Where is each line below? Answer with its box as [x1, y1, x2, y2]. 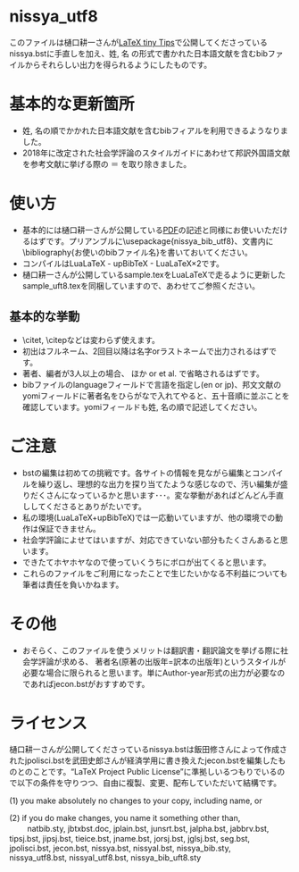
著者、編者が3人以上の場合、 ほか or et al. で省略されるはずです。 [21, 368, 265, 379]
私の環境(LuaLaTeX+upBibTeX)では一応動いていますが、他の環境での [21, 512, 276, 523]
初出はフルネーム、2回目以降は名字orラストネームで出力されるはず [21, 346, 270, 356]
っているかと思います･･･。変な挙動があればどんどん [77, 490, 269, 500]
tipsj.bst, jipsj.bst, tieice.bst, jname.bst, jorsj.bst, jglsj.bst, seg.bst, [9, 834, 251, 844]
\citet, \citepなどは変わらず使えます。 [21, 334, 161, 345]
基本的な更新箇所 [9, 94, 136, 114]
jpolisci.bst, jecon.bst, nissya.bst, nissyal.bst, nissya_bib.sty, [9, 843, 231, 854]
